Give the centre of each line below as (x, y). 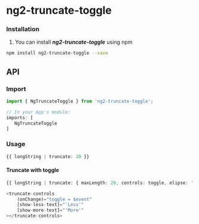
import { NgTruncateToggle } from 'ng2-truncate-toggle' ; (80, 102)
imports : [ (20, 117)
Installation (23, 29)
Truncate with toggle (33, 170)
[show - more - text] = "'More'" (50, 210)
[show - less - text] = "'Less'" (50, 205)
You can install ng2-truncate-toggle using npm (74, 42)
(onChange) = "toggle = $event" (55, 199)
